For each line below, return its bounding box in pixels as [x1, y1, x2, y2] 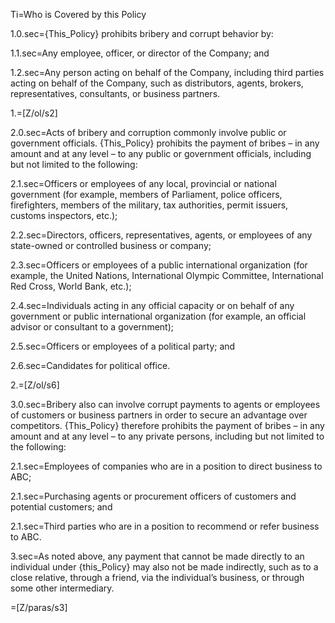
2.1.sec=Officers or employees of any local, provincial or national [10, 178, 277, 189]
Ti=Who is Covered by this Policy [10, 9, 147, 20]
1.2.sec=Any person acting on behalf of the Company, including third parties [10, 67, 325, 78]
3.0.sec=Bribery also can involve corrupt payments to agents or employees [10, 399, 321, 410]
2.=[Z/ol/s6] [10, 379, 60, 391]
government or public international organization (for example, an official [10, 310, 307, 322]
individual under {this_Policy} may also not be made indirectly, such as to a [10, 561, 319, 573]
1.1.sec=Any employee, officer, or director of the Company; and [10, 47, 270, 59]
